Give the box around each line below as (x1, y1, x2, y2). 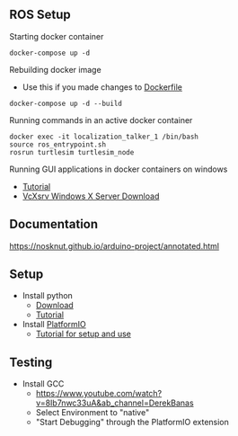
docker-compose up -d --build (9, 99, 123, 108)
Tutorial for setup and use (35, 328, 132, 340)
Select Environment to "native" (35, 407, 150, 418)
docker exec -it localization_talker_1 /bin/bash (9, 132, 199, 141)
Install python (22, 290, 74, 301)
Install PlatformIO (22, 319, 87, 330)
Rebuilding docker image (9, 64, 101, 75)
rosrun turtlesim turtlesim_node (9, 147, 135, 156)
